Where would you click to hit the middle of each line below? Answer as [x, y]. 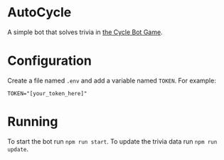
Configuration [50, 61]
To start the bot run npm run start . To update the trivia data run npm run [112, 141]
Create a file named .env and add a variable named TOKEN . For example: [112, 80]
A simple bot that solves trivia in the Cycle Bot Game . [85, 32]
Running [33, 122]
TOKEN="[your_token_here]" [47, 93]
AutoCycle [39, 12]
